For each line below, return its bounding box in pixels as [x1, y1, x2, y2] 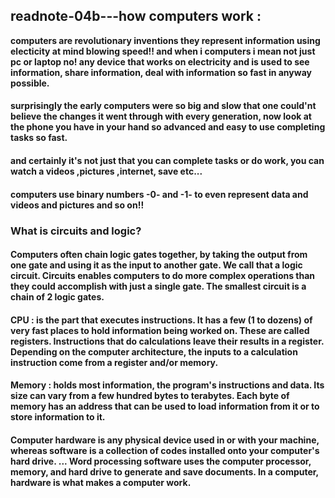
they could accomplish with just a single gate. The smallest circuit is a [10, 280, 307, 293]
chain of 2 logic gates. [10, 291, 105, 303]
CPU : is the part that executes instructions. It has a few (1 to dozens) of [10, 314, 313, 326]
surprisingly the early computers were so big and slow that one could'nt [10, 100, 317, 112]
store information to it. [10, 411, 106, 423]
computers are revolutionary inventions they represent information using [10, 34, 321, 46]
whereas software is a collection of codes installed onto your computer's [10, 444, 320, 456]
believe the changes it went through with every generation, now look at [10, 110, 312, 123]
